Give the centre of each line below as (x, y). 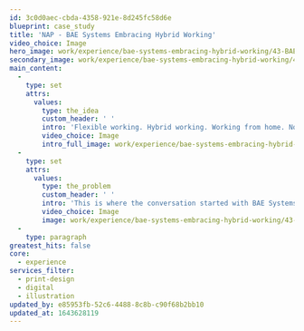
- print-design (46, 279)
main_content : (36, 69)
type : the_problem (76, 187)
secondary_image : (42, 60)
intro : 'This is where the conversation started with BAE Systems (170, 204)
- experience (42, 263)
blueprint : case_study (52, 26)
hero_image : (32, 52)
